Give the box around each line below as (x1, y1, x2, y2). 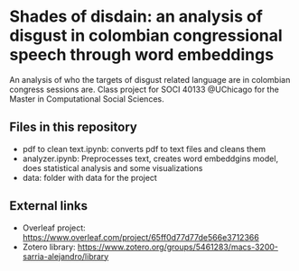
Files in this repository (9, 120, 137, 135)
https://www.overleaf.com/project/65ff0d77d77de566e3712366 (22, 231, 259, 242)
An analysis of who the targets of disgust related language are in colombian (9, 74, 291, 85)
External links (9, 198, 89, 213)
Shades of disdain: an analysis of (9, 6, 264, 27)
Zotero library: (22, 241, 76, 252)
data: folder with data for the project (22, 172, 158, 183)
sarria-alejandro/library (22, 250, 109, 262)
